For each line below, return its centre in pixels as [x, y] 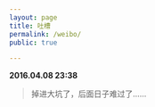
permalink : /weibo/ [45, 34]
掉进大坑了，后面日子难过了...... [89, 94]
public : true [33, 42]
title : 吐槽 [30, 26]
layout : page [33, 17]
